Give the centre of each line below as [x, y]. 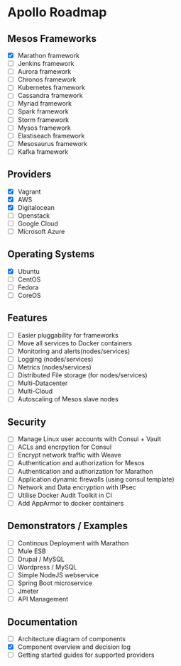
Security [27, 422]
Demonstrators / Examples [67, 526]
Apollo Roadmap [57, 12]
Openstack [34, 215]
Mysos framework [44, 128]
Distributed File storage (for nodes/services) [82, 375]
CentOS [29, 279]
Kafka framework [43, 151]
